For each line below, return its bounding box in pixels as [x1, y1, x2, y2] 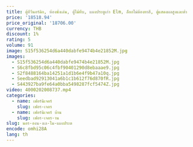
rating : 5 [6, 37, 31, 43]
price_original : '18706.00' [6, 20, 77, 26]
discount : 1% [6, 31, 39, 37]
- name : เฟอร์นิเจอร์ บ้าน [11, 109, 62, 115]
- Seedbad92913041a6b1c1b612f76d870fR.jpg [11, 76, 120, 82]
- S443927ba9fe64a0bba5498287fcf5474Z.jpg [11, 82, 120, 88]
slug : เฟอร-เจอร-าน [17, 115, 60, 121]
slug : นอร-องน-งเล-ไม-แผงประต [6, 121, 73, 127]
